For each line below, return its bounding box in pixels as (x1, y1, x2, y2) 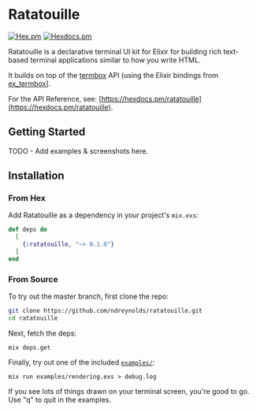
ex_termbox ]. (8, 79, 51, 88)
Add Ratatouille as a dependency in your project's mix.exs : (8, 210, 199, 220)
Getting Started (8, 125, 86, 139)
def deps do (8, 226, 47, 234)
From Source (8, 273, 58, 284)
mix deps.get (8, 343, 51, 351)
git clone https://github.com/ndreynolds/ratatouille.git (8, 307, 203, 315)
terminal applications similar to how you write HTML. (30, 55, 201, 65)
